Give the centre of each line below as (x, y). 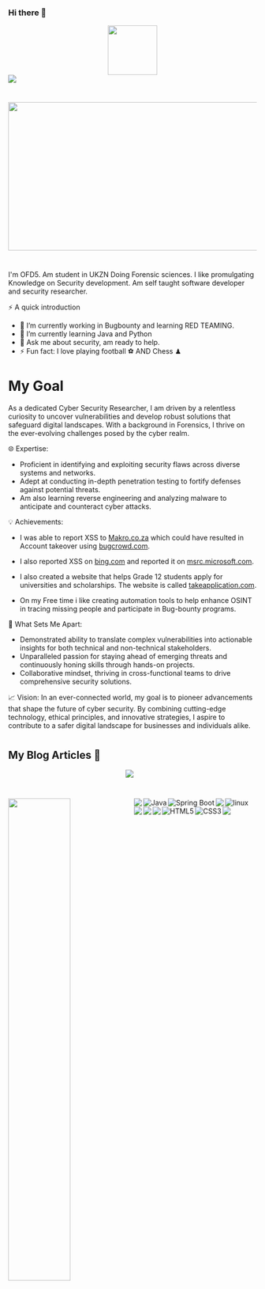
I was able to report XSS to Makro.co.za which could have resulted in (132, 537)
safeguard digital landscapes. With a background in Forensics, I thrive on (127, 425)
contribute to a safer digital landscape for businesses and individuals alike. (129, 725)
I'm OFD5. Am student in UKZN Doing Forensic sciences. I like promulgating (131, 274)
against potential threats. (60, 489)
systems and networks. (58, 472)
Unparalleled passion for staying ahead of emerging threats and (123, 656)
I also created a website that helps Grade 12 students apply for (121, 576)
